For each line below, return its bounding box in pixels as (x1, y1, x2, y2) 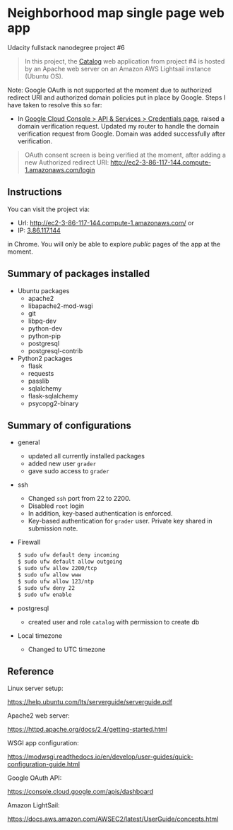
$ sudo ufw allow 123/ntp (17, 578, 94, 585)
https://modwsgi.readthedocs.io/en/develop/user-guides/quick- (7, 752, 194, 761)
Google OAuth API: (7, 773, 62, 782)
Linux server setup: (7, 684, 64, 693)
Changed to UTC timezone (28, 645, 106, 653)
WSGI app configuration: (7, 739, 79, 747)
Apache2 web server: (7, 711, 71, 720)
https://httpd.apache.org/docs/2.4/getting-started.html (7, 725, 167, 734)
